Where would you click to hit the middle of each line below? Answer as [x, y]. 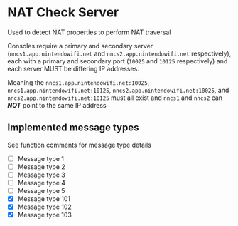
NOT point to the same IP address [57, 105]
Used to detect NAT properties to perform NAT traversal [89, 32]
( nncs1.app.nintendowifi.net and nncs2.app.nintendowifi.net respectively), [119, 53]
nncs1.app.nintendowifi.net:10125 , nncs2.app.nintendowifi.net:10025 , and [118, 90]
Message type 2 [41, 166]
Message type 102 [45, 207]
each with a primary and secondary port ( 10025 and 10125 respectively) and [118, 61]
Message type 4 [42, 183]
